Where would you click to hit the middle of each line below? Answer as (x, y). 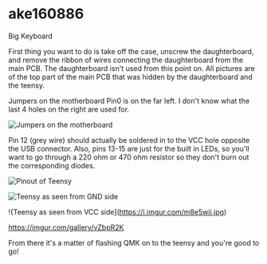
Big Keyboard (31, 36)
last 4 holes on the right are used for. (69, 109)
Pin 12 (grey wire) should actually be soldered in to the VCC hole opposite (129, 140)
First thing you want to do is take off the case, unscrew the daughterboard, (131, 51)
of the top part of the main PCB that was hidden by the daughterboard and (130, 77)
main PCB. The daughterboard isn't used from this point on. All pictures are (132, 68)
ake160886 (46, 14)
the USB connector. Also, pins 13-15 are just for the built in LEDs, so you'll (129, 148)
